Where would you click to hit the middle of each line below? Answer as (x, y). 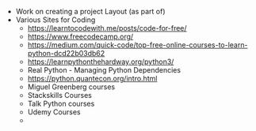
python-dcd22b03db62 (66, 53)
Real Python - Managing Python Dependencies (104, 70)
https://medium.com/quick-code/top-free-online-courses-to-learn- (138, 45)
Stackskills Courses (60, 95)
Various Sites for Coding (55, 20)
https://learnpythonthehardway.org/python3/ (101, 62)
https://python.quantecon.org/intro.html (92, 79)
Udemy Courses (54, 112)
